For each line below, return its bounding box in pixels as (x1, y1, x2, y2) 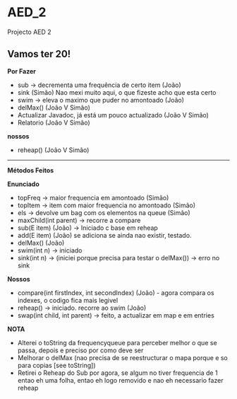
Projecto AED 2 (7, 28, 51, 36)
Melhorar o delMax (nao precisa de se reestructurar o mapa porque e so (17, 353, 228, 362)
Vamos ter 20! (7, 48, 71, 60)
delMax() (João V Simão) (17, 103, 90, 112)
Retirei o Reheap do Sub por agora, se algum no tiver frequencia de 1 (17, 369, 218, 377)
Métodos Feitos (7, 166, 54, 174)
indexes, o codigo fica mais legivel (17, 296, 119, 304)
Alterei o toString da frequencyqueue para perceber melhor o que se (17, 338, 217, 347)
